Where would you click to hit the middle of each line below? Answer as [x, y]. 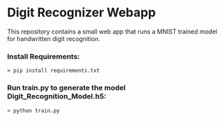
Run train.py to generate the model [66, 88]
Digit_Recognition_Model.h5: [57, 96]
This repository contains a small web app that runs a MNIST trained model [112, 31]
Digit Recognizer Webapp [82, 13]
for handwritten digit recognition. [54, 38]
